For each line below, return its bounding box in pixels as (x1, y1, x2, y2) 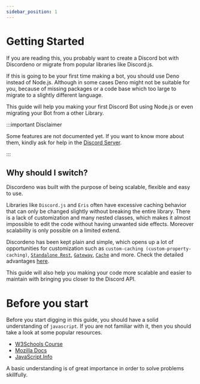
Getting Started (6, 34, 85, 48)
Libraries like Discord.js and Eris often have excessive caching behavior (6, 202, 187, 209)
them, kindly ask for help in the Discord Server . (6, 139, 122, 146)
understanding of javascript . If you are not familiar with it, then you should (6, 322, 192, 330)
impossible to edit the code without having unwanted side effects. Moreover (6, 221, 194, 228)
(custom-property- (146, 246, 192, 252)
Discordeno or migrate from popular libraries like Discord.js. (6, 60, 154, 68)
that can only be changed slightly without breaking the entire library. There (6, 208, 190, 215)
